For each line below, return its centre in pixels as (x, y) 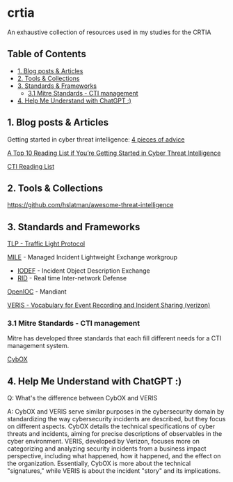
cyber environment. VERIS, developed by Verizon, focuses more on (104, 442)
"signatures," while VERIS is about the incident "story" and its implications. (114, 471)
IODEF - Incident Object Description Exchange (84, 271)
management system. (38, 346)
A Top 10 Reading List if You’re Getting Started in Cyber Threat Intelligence (114, 153)
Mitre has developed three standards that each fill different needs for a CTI (114, 338)
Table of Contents (47, 54)
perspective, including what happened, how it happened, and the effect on (114, 456)
